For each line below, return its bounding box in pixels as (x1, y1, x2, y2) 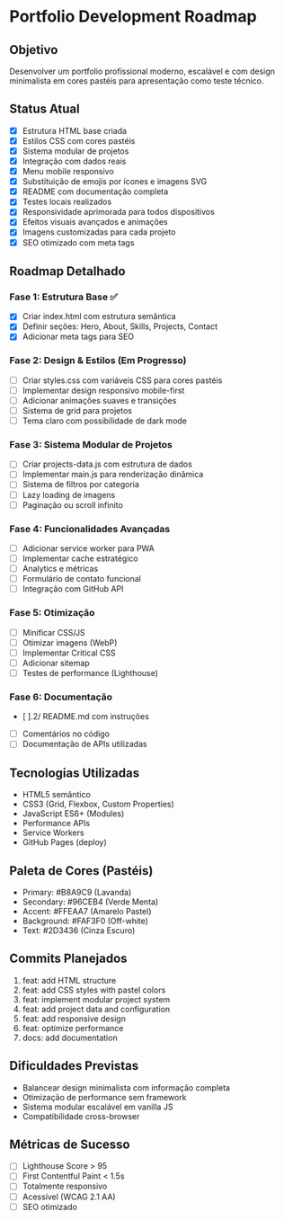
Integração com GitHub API (22, 583, 124, 594)
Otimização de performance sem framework (22, 1091, 187, 1102)
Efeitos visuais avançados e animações (22, 217, 168, 227)
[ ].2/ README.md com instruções (22, 711, 150, 722)
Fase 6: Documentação (9, 690, 112, 703)
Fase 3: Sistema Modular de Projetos (9, 438, 173, 450)
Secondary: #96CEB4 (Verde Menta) (22, 896, 159, 907)
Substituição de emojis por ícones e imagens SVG (22, 176, 208, 187)
